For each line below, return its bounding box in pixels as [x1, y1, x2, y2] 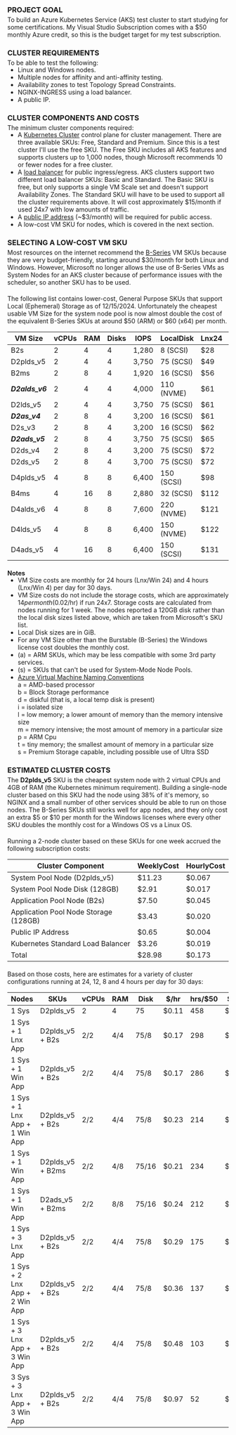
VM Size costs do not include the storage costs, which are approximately [17, 590, 229, 599]
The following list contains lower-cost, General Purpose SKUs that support [7, 294, 223, 303]
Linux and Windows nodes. [17, 65, 96, 74]
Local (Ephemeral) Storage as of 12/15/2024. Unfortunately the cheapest [7, 301, 218, 310]
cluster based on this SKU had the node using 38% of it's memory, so [7, 791, 209, 799]
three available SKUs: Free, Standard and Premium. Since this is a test [17, 138, 220, 146]
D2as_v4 [11, 411, 41, 421]
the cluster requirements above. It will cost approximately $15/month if [17, 197, 221, 206]
